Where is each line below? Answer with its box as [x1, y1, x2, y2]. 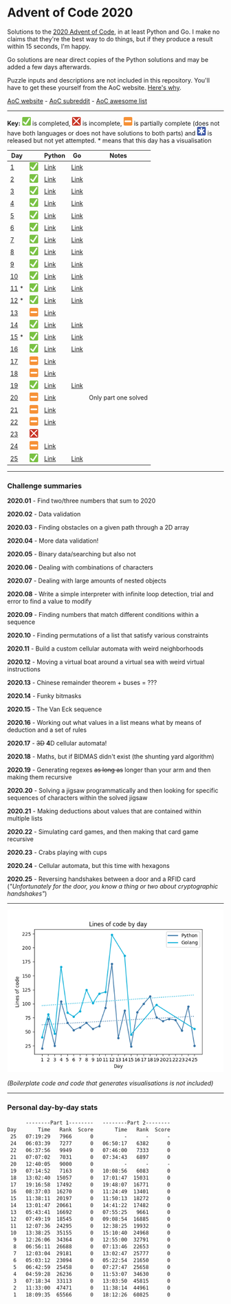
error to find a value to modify [7, 597, 92, 606]
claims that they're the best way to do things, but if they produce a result [7, 34, 213, 43]
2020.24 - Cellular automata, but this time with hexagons [7, 862, 170, 870]
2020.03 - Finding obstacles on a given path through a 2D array [7, 523, 190, 532]
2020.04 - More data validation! [7, 536, 99, 545]
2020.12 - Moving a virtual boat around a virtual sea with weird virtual [7, 658, 205, 666]
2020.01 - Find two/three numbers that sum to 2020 [7, 497, 156, 505]
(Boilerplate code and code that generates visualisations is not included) [7, 1079, 214, 1087]
